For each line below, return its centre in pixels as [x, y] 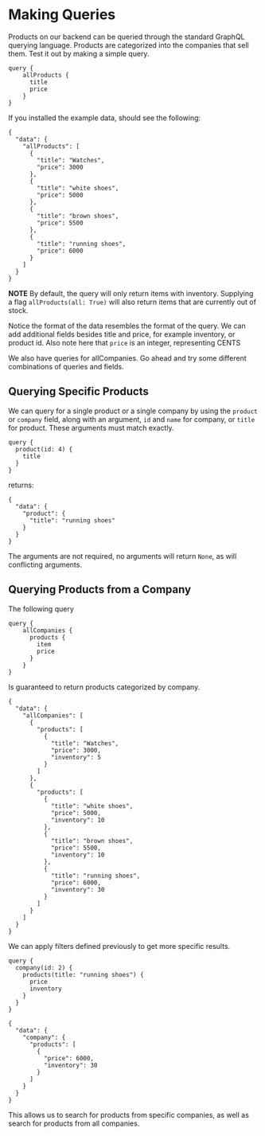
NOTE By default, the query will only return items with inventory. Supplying [131, 293]
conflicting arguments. [45, 564]
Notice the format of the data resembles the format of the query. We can [127, 326]
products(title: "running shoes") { [84, 974]
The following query [41, 609]
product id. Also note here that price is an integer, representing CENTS [125, 342]
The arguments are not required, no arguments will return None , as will [123, 556]
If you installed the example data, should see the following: [105, 118]
